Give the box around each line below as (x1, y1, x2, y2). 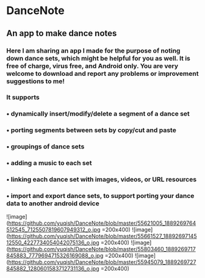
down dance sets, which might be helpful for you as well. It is (6, 54, 191, 62)
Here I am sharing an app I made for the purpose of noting (6, 46, 181, 55)
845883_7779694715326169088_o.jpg (6, 252, 104, 260)
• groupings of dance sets (6, 142, 85, 151)
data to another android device (6, 199, 99, 208)
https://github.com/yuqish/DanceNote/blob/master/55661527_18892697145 (8, 233, 197, 240)
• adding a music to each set (6, 159, 92, 167)
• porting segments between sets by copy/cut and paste (6, 126, 177, 134)
